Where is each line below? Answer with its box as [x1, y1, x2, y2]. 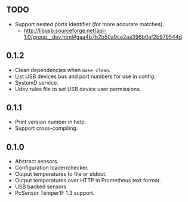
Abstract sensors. [14, 158, 58, 165]
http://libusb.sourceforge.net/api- [23, 27, 106, 34]
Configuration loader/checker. [14, 164, 89, 172]
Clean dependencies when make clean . [14, 66, 111, 73]
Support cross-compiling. [14, 125, 78, 132]
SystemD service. [14, 79, 58, 86]
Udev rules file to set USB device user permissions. [14, 85, 141, 92]
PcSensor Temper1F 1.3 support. [14, 189, 95, 197]
